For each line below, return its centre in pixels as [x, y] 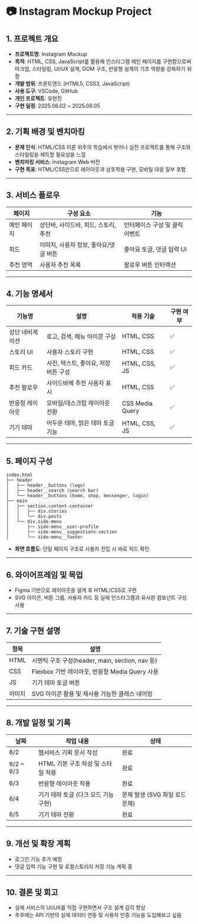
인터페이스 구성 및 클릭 [153, 225]
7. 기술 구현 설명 [33, 631]
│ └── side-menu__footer [44, 537]
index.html [19, 475]
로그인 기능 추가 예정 [38, 859]
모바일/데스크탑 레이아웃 [78, 403]
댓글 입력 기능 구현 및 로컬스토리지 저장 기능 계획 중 [73, 866]
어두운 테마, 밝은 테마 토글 [80, 423]
